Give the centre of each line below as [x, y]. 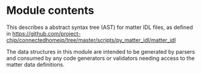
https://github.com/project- [46, 33]
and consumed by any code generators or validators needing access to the [100, 58]
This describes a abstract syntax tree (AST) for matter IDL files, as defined [100, 27]
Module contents [50, 11]
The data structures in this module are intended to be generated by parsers [101, 51]
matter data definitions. [36, 65]
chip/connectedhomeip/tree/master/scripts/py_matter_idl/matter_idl [91, 40]
